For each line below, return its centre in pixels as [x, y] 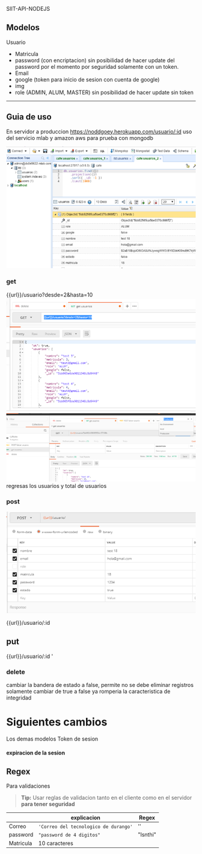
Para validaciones [28, 786]
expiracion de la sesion [35, 753]
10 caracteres [56, 843]
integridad [19, 698]
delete [16, 672]
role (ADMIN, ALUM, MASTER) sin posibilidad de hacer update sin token [104, 92]
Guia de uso [29, 117]
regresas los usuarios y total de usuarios [57, 486]
